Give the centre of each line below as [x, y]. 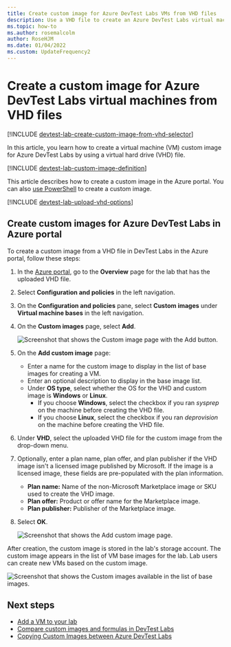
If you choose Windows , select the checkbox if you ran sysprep [128, 402]
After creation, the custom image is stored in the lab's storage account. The [114, 548]
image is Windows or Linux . [67, 395]
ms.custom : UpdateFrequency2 [49, 52]
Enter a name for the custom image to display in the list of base [117, 366]
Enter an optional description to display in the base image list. [114, 381]
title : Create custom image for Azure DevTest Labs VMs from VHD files [112, 13]
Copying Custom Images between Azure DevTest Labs [94, 636]
